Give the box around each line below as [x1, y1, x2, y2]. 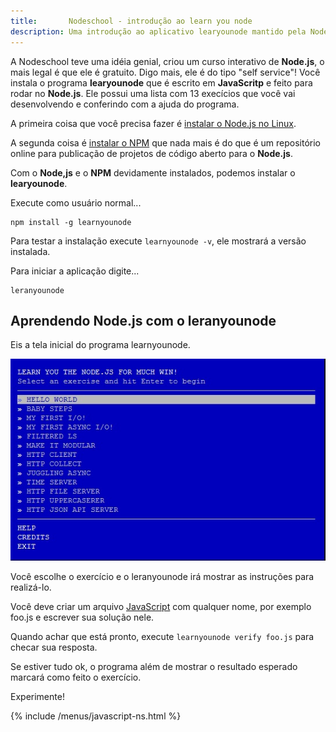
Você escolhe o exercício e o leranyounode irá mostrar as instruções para [10, 570, 315, 582]
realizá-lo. [10, 581, 52, 593]
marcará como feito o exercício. [10, 671, 142, 683]
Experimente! [10, 690, 65, 702]
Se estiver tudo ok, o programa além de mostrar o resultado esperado [10, 660, 298, 672]
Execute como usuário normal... [10, 196, 142, 209]
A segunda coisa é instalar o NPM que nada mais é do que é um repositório [10, 136, 321, 149]
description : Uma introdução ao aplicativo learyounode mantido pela [10, 26, 307, 37]
